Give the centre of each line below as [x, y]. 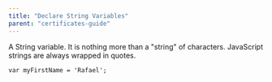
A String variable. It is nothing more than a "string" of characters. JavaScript [136, 46]
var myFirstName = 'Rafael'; [58, 70]
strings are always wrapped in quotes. [72, 55]
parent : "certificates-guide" [60, 24]
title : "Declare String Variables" [69, 16]
